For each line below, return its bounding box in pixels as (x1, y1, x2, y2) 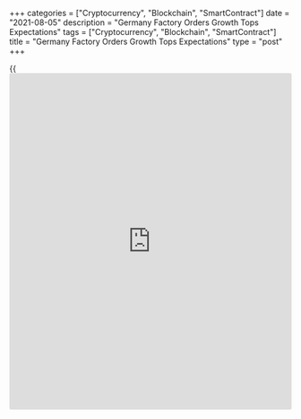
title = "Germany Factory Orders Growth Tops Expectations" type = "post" (9, 36, 283, 47)
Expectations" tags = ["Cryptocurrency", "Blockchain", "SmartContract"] (9, 27, 277, 37)
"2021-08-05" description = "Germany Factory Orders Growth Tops (9, 17, 260, 28)
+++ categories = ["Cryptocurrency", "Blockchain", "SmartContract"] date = (9, 8, 290, 18)
